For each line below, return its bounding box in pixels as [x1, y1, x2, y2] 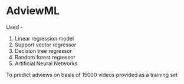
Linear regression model [14, 35, 74, 42]
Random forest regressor [14, 53, 75, 61]
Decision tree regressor [14, 47, 73, 54]
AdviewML [6, 4, 60, 18]
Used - [6, 23, 23, 31]
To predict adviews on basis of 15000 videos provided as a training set [6, 71, 178, 78]
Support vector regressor [14, 41, 77, 48]
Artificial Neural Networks [14, 60, 78, 67]
